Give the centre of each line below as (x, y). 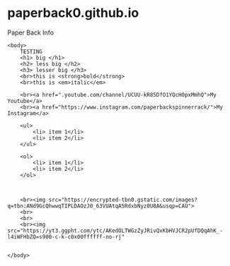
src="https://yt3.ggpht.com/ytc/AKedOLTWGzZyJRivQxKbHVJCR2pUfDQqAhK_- (115, 231)
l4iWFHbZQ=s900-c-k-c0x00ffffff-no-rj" (66, 237)
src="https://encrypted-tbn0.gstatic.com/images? (123, 200)
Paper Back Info (31, 32)
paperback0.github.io (73, 13)
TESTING (31, 52)
